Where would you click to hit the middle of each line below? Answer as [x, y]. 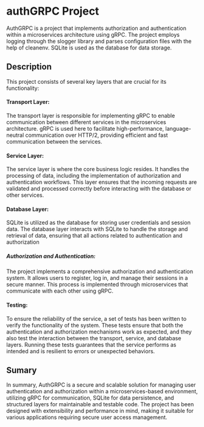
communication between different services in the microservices [86, 122]
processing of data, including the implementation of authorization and [94, 176]
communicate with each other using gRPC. [60, 291]
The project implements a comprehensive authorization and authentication [100, 272]
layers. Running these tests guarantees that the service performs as [91, 345]
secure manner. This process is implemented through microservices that [97, 285]
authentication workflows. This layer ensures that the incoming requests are [102, 182]
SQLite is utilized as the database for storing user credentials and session [98, 223]
